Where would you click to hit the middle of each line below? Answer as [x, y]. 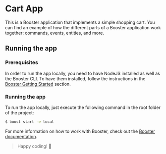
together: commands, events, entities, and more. [55, 33]
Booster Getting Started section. [38, 84]
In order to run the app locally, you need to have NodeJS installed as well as [83, 73]
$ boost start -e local [30, 122]
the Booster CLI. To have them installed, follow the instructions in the [75, 78]
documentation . [21, 136]
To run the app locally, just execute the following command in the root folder [83, 107]
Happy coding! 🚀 [34, 146]
